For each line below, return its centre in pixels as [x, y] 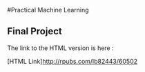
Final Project [35, 31]
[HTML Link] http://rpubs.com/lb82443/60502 [72, 61]
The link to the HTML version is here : [60, 48]
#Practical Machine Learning [48, 10]
